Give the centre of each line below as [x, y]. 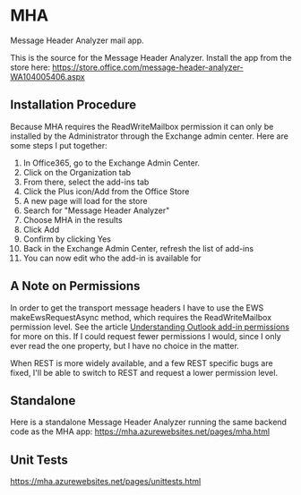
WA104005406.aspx [47, 76]
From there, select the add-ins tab [86, 182]
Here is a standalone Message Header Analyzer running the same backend [149, 422]
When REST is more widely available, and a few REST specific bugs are [142, 363]
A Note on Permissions [75, 286]
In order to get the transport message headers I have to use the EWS [137, 307]
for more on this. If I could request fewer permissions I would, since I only [146, 336]
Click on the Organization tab [77, 172]
